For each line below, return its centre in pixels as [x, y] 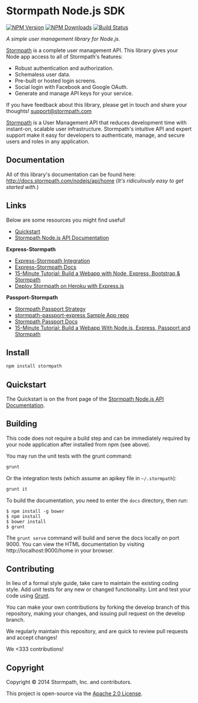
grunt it [17, 489]
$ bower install [26, 522]
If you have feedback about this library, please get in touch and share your [97, 104]
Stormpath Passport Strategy [50, 309]
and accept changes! [32, 638]
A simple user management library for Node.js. [63, 39]
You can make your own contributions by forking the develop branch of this [98, 607]
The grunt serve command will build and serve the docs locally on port [93, 538]
